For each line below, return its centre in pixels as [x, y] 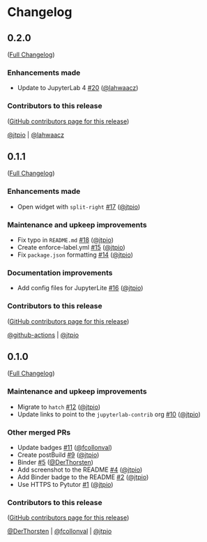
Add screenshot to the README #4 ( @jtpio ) [80, 469]
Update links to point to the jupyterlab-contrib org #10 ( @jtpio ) [109, 414]
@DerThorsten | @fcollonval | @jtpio [60, 532]
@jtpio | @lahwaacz [36, 135]
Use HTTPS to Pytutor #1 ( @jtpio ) [65, 484]
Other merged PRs [39, 432]
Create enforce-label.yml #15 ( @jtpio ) [71, 247]
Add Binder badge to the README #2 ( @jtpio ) [83, 477]
